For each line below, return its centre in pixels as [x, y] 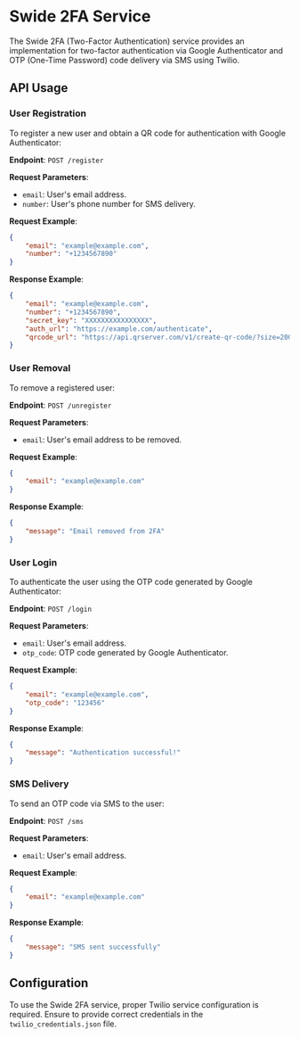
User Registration [48, 113]
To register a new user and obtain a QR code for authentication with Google [148, 133]
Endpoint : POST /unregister [61, 405]
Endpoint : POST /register [57, 160]
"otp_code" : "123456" [65, 703]
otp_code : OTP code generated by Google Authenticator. [125, 653]
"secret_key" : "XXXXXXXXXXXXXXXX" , [91, 320]
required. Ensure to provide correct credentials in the [106, 1014]
